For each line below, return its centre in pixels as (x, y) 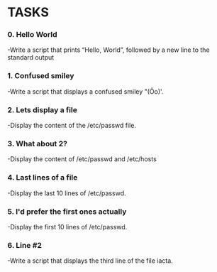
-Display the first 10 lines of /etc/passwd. (67, 227)
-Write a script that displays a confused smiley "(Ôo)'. (85, 91)
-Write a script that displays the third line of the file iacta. (90, 261)
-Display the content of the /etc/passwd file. (72, 126)
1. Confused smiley (41, 76)
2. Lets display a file (43, 109)
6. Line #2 (25, 245)
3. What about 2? (37, 144)
